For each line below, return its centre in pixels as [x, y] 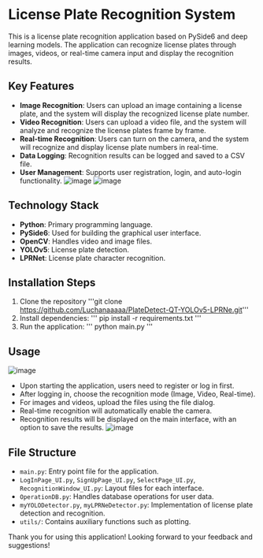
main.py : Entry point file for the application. [89, 471]
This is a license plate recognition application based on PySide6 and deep [128, 36]
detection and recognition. [62, 513]
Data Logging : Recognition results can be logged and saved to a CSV [132, 155]
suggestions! [29, 545]
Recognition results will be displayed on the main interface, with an [128, 419]
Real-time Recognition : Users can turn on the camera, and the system [134, 139]
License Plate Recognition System [122, 15]
